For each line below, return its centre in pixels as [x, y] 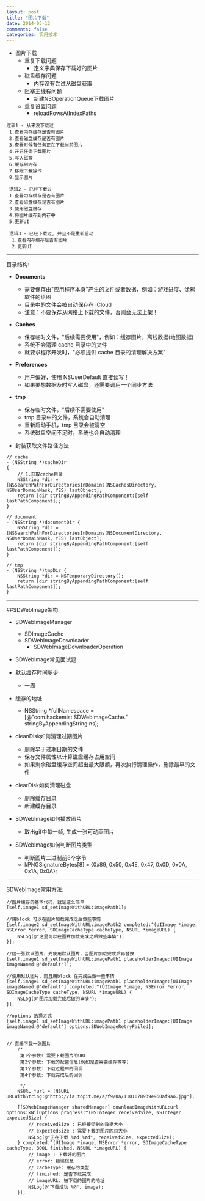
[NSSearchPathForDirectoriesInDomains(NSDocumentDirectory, [85, 533]
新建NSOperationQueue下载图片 [74, 99]
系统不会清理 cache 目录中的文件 [66, 345]
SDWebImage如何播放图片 [49, 819]
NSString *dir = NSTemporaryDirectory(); [70, 576]
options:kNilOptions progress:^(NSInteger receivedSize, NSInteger [94, 1113]
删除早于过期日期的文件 [54, 749]
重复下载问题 [40, 61]
